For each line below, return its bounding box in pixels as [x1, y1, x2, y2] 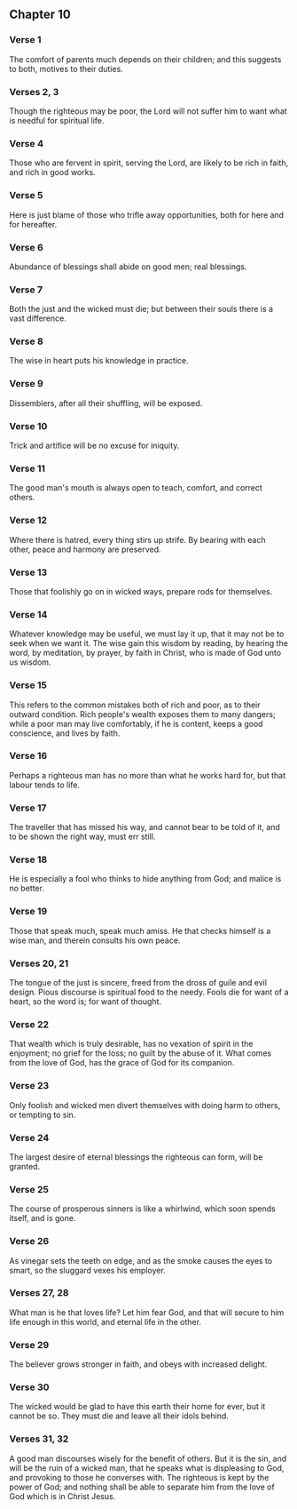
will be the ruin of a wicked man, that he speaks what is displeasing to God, [9, 1462, 285, 1473]
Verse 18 [9, 853, 48, 866]
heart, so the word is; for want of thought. [9, 996, 162, 1007]
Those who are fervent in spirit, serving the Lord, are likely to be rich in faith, [9, 157, 289, 168]
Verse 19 [9, 906, 48, 918]
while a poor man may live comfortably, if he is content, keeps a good [9, 718, 263, 729]
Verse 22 [9, 1018, 50, 1030]
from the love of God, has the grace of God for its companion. [9, 1058, 235, 1068]
